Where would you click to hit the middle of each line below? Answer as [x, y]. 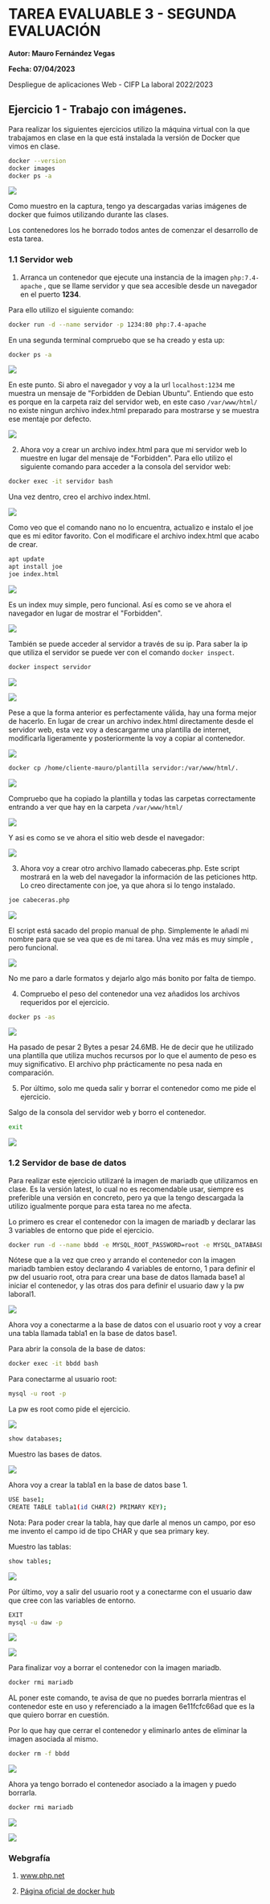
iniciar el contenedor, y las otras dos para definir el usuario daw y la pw [126, 1285]
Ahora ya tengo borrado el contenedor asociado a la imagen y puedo [123, 1784]
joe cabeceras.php [39, 900]
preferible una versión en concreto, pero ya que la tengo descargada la [126, 1197]
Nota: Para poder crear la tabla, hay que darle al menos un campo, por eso [132, 1522]
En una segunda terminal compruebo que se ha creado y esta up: [117, 340]
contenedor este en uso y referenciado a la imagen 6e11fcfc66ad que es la [132, 1706]
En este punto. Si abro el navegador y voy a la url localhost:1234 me [122, 385]
